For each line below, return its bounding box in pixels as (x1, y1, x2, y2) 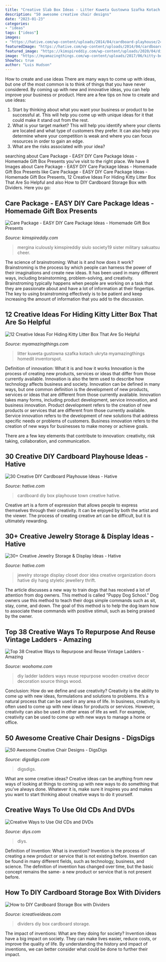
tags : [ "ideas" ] (5, 30, 39, 35)
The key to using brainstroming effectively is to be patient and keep (5, 291, 142, 297)
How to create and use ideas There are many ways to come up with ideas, (5, 76, 156, 82)
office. (5, 719, 18, 725)
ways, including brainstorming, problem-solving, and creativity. (5, 275, 134, 281)
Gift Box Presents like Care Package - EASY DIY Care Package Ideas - (5, 169, 148, 175)
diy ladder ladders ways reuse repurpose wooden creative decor (17, 673, 149, 679)
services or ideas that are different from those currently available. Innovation (5, 392, 162, 398)
